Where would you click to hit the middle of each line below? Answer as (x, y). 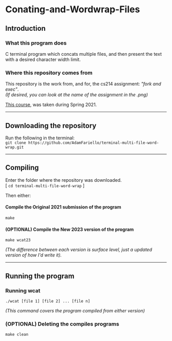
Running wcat (23, 290)
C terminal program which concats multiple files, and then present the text (84, 54)
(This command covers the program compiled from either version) (75, 310)
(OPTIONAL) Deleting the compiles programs (62, 324)
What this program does (36, 43)
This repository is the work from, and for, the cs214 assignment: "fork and (83, 84)
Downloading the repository (51, 126)
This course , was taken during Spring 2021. (51, 105)
